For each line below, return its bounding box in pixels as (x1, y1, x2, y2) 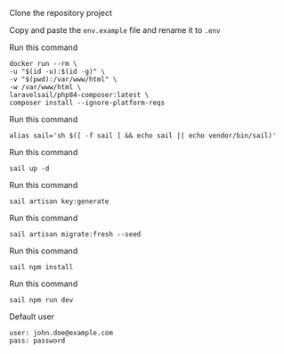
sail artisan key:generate (9, 197, 110, 206)
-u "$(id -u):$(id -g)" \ (9, 67, 105, 76)
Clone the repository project (9, 8, 113, 18)
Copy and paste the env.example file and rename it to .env (9, 25, 221, 35)
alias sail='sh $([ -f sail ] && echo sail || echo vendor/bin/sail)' (9, 131, 277, 140)
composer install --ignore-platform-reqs (9, 98, 166, 107)
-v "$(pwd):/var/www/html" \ (9, 75, 118, 84)
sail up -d (9, 164, 50, 173)
